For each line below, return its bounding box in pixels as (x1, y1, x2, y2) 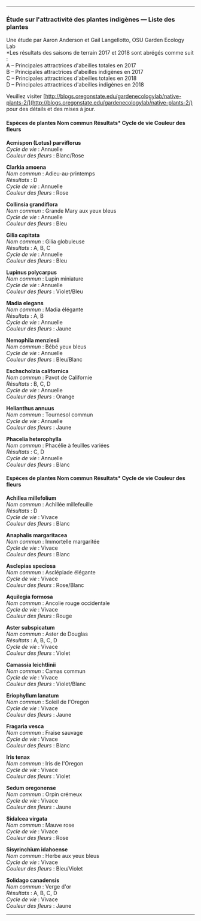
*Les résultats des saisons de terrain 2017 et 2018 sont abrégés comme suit (6, 49, 194, 56)
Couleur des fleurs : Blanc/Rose (6, 151, 84, 159)
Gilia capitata (6, 231, 40, 239)
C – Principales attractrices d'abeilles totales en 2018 (6, 74, 137, 82)
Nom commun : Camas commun (6, 667, 86, 675)
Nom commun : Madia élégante (6, 306, 84, 313)
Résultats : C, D (6, 448, 45, 455)
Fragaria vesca (6, 722, 44, 730)
